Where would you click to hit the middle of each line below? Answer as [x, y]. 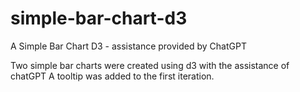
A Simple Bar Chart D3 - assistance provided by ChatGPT [128, 46]
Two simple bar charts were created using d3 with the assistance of [150, 65]
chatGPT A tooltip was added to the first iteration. [112, 76]
